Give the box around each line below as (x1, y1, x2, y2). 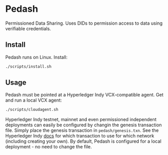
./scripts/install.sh (5, 64, 52, 69)
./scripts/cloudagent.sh (5, 107, 59, 112)
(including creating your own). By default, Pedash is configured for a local (5, 138, 162, 144)
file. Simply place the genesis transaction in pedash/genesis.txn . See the (5, 127, 159, 133)
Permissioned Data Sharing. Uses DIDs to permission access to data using (5, 20, 163, 26)
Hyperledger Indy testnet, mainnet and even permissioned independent (5, 117, 157, 123)
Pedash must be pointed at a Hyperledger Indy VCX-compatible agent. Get (5, 92, 163, 98)
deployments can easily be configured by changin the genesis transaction (5, 122, 162, 128)
